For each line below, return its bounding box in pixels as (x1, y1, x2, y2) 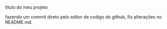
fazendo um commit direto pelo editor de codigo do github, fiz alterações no (5, 14, 162, 19)
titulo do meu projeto (5, 4, 48, 10)
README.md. (5, 19, 33, 25)
